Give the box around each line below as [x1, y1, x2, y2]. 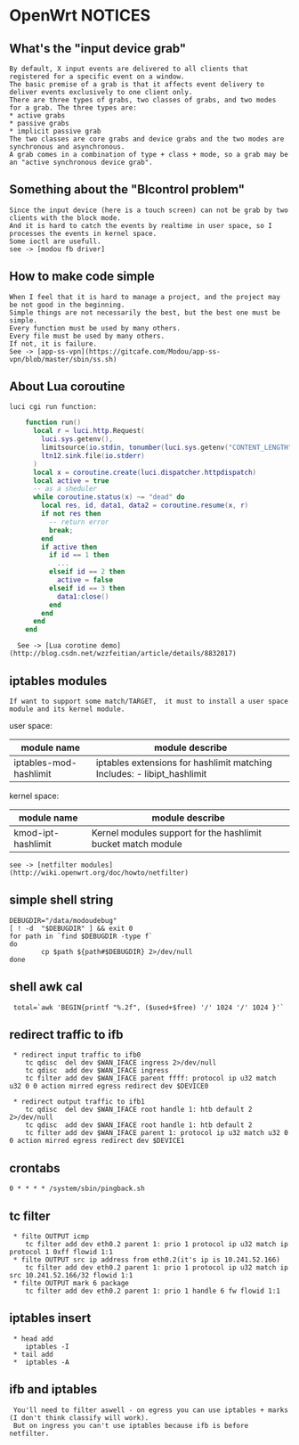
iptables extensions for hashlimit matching [95, 756, 273, 769]
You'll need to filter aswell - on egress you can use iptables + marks [12, 1405, 289, 1415]
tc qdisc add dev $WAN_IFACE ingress [25, 1066, 169, 1075]
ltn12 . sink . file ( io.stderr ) [41, 451, 145, 460]
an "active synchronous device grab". [9, 158, 153, 167]
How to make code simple [9, 269, 156, 284]
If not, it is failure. [9, 339, 98, 348]
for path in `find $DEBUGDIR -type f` [9, 932, 153, 941]
